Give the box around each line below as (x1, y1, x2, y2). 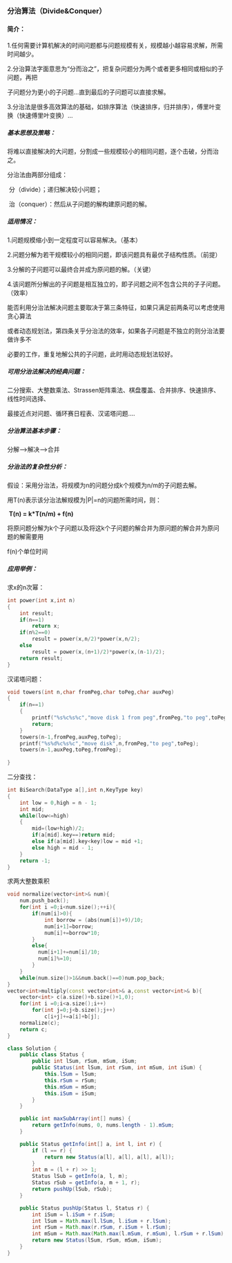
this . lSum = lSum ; (43, 1071, 97, 1078)
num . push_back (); (19, 898, 70, 905)
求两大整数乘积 (7, 877, 50, 885)
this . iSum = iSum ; (43, 1090, 97, 1097)
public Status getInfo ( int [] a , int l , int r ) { (19, 1141, 162, 1147)
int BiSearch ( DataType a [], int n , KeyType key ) (7, 787, 144, 794)
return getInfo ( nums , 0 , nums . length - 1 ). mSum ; (32, 1122, 175, 1129)
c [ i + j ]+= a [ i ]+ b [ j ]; (43, 1013, 100, 1020)
